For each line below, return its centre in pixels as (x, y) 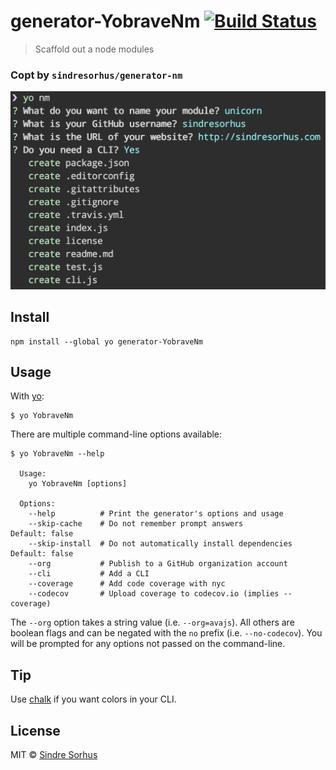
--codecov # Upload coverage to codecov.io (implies (154, 594)
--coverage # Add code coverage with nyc (127, 584)
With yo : (27, 396)
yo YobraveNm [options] (78, 484)
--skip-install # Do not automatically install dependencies (160, 544)
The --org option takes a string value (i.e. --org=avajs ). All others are (152, 622)
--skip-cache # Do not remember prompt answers (136, 524)
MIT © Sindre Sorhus (54, 754)
